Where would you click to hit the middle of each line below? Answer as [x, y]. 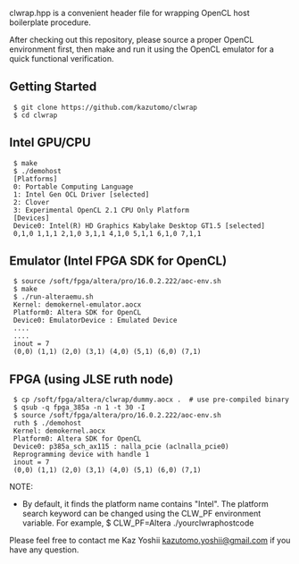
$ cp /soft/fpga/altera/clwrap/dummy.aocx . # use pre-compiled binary [151, 400]
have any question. [44, 550]
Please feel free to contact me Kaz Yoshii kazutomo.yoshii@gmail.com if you [150, 541]
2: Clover [31, 202]
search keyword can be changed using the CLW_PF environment [141, 514]
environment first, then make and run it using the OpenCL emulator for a [142, 49]
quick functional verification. [62, 59]
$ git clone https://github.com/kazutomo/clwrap [105, 107]
